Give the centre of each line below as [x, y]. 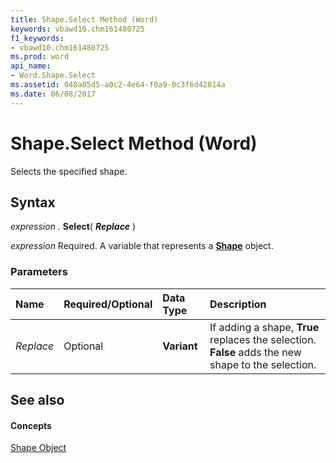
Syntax [33, 202]
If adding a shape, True [264, 327]
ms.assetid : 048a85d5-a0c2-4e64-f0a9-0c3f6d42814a [118, 85]
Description [238, 304]
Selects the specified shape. [69, 171]
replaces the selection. [263, 339]
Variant [180, 346]
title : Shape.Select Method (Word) [84, 19]
